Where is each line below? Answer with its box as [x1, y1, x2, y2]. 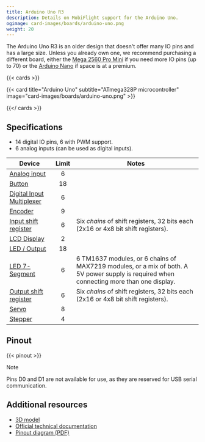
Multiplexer [9, 197, 41, 205]
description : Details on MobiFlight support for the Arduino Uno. [6, 15, 179, 21]
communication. [6, 381, 47, 389]
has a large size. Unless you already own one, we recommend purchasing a [6, 50, 196, 57]
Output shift [9, 287, 44, 296]
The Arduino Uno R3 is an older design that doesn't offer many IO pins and [6, 43, 194, 50]
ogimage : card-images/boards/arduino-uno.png [6, 20, 124, 26]
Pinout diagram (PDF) [15, 429, 70, 436]
